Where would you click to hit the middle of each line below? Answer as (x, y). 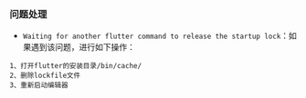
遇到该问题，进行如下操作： (83, 47)
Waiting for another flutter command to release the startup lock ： (156, 36)
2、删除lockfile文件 (45, 76)
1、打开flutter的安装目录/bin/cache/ (76, 66)
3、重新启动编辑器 (39, 85)
